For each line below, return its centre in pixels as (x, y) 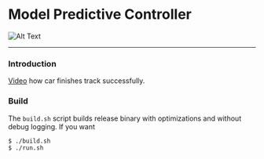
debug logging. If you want (52, 126)
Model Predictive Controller (100, 14)
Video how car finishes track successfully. (77, 81)
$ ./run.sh (26, 148)
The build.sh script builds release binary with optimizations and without (125, 118)
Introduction (32, 63)
